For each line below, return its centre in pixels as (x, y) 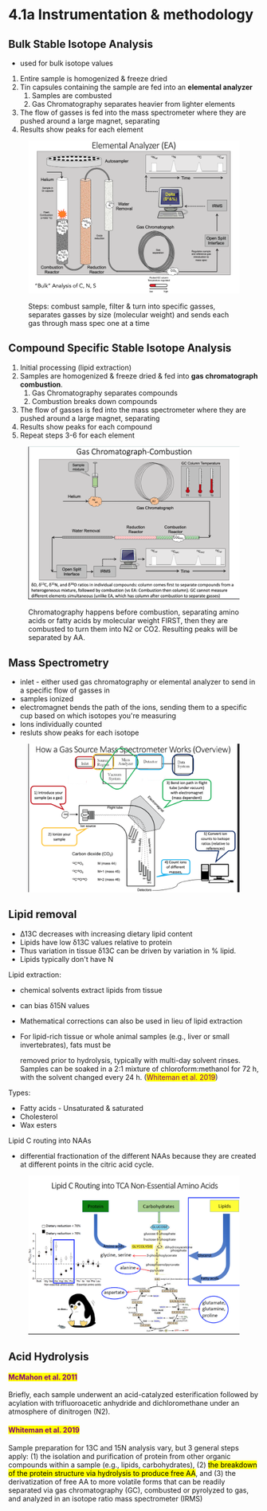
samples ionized (47, 699)
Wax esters (38, 1124)
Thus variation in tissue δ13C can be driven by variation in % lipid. (128, 951)
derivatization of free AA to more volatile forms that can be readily (117, 1482)
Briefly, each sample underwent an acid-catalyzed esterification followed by (133, 1395)
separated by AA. (57, 638)
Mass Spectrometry (59, 663)
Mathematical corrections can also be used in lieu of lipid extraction (131, 1021)
